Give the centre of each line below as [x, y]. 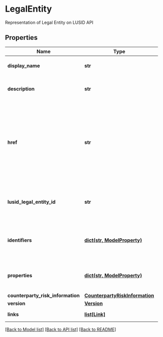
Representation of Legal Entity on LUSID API [49, 22]
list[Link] [95, 314]
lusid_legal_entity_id [32, 202]
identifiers [20, 240]
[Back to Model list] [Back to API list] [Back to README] [61, 329]
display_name [24, 66]
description [21, 89]
